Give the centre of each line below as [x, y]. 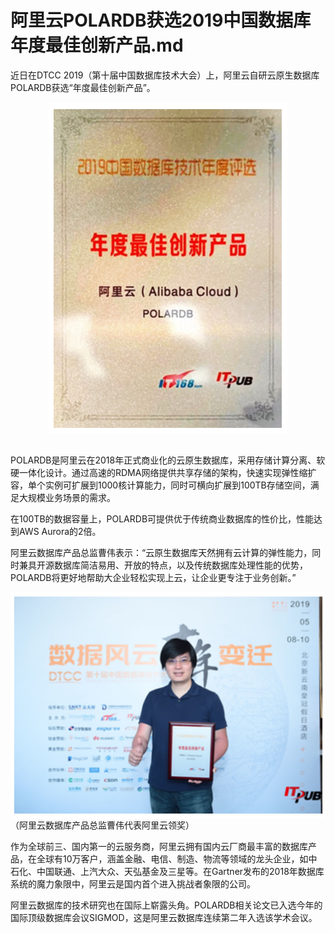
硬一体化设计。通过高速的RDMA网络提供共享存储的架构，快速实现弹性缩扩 [163, 472]
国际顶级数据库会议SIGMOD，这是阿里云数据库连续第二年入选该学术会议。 [164, 917]
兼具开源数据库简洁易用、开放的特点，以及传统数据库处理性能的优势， [163, 565]
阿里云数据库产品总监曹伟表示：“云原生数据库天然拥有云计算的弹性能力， [161, 552]
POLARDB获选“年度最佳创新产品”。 [83, 87]
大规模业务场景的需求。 [67, 497]
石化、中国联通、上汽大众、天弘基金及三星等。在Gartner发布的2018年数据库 [167, 871]
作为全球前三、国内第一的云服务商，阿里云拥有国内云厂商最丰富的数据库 [159, 846]
